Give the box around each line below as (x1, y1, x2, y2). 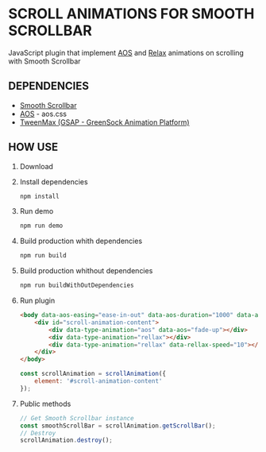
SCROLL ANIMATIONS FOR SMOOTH (8, 5, 255, 23)
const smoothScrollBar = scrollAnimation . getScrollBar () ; (19, 422, 216, 430)
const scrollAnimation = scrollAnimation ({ (19, 370, 167, 378)
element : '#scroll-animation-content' (34, 377, 163, 385)
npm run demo (19, 222, 64, 230)
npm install (19, 192, 60, 200)
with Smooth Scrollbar (8, 56, 81, 66)
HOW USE (8, 141, 58, 154)
